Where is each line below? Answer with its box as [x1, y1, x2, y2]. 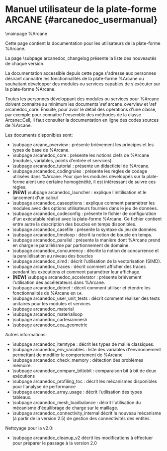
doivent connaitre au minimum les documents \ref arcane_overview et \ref [5, 101, 157, 107]
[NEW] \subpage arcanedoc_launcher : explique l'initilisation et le [12, 189, 147, 195]
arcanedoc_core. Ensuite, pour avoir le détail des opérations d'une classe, [5, 106, 157, 112]
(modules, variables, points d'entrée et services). [12, 157, 113, 163]
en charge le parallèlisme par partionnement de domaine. [12, 242, 130, 248]
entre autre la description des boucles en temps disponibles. [12, 221, 137, 227]
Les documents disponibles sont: [5, 132, 73, 138]
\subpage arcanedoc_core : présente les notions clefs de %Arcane [12, 152, 150, 158]
